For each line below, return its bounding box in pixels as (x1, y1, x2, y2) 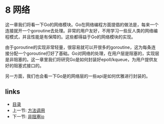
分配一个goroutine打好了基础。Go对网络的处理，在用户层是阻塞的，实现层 (9, 50, 160, 56)
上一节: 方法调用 (12, 107, 45, 113)
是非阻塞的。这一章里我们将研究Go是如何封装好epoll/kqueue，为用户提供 (5, 56, 154, 62)
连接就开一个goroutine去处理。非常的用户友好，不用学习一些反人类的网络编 (5, 27, 158, 33)
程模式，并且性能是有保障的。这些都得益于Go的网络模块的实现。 (5, 34, 136, 40)
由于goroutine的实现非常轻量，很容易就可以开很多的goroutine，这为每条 (5, 44, 152, 50)
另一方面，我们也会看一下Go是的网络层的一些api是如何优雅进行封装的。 (5, 73, 151, 79)
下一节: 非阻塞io (12, 113, 45, 119)
